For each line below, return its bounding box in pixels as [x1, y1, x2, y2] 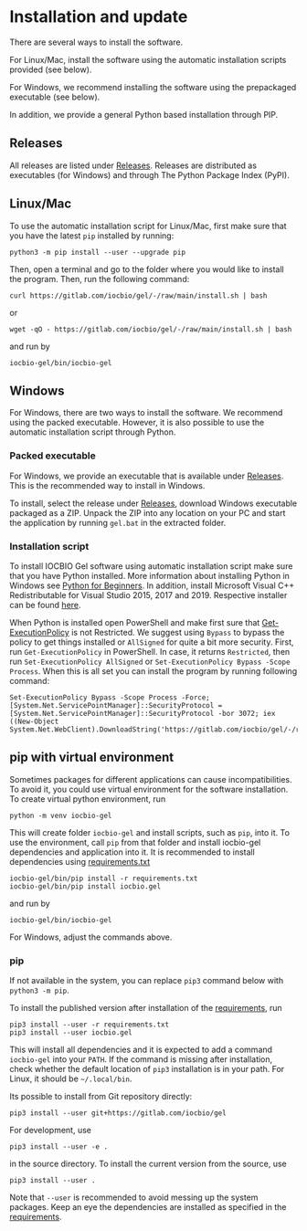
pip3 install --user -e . [9, 1142, 108, 1152]
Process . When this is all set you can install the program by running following [9, 665, 298, 677]
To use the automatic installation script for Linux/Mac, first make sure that [9, 220, 287, 231]
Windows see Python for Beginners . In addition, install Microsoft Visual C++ [9, 580, 295, 591]
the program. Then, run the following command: [9, 273, 190, 284]
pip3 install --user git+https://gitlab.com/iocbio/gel [9, 1109, 227, 1118]
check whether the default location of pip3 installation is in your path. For [9, 1064, 285, 1075]
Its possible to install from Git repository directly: [9, 1091, 193, 1102]
